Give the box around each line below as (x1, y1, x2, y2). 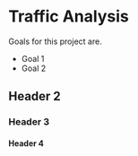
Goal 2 (21, 63, 47, 74)
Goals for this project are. (8, 36, 102, 47)
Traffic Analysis (8, 6, 129, 27)
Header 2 (8, 89, 62, 104)
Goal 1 (21, 53, 45, 64)
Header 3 (8, 116, 50, 128)
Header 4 (8, 137, 44, 149)
